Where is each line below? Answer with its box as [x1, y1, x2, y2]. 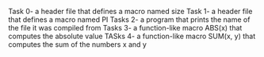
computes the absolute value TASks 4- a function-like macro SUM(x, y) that [8, 31, 256, 41]
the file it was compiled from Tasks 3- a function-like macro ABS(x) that [8, 23, 243, 32]
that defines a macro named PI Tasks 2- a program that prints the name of [8, 15, 251, 24]
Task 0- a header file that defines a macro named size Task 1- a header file [8, 7, 253, 16]
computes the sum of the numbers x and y [8, 40, 147, 49]
